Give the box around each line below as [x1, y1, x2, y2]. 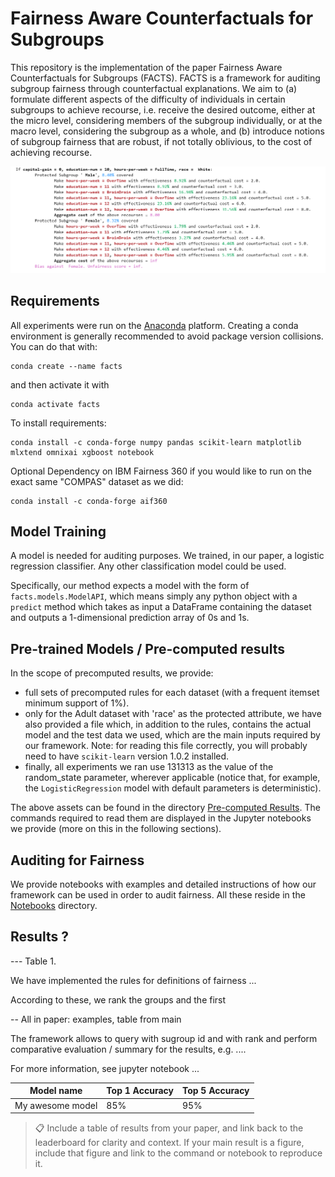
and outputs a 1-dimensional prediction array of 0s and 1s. [10, 612, 250, 624]
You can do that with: [10, 340, 98, 352]
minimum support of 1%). [24, 697, 130, 709]
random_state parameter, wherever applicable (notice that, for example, [24, 772, 321, 784]
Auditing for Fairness [10, 852, 145, 869]
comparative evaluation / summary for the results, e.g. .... [10, 1043, 247, 1055]
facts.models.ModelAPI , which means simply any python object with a [10, 590, 298, 602]
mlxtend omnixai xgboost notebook [10, 447, 155, 457]
